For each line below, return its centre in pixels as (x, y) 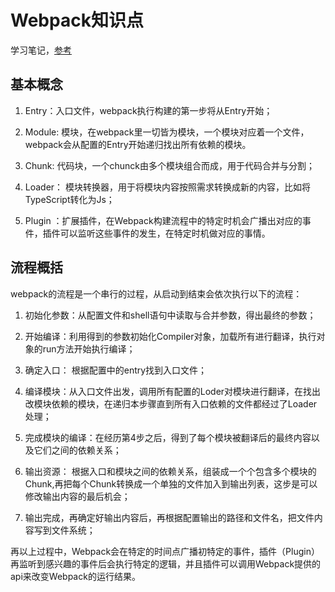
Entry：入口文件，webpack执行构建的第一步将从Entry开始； (148, 110)
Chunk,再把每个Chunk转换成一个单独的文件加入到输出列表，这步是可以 (171, 483)
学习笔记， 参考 (41, 50)
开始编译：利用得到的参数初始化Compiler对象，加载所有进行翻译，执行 (170, 336)
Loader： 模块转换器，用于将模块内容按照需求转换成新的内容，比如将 (168, 187)
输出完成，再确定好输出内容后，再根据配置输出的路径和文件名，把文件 (169, 517)
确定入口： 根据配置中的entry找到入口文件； (116, 370)
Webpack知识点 (77, 20)
